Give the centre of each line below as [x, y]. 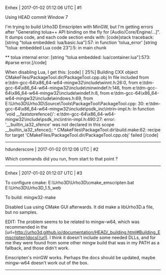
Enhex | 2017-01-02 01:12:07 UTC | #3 [44, 173]
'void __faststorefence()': [30, 114]
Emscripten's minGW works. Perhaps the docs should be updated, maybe [80, 257]
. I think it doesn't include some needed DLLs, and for [101, 237]
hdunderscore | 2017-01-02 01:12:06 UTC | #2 [52, 149]
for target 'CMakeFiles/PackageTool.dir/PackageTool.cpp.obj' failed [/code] [82, 135]
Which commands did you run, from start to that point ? [62, 159]
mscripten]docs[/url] [26, 237]
